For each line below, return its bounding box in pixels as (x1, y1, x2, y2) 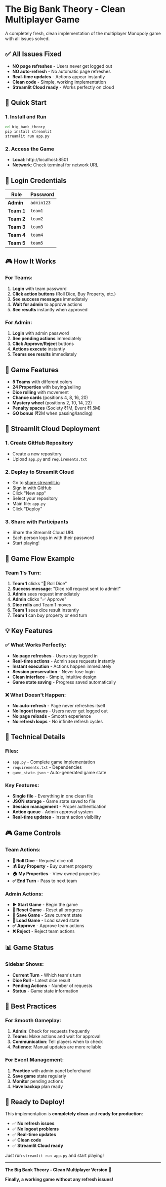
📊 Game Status (5, 943, 54, 952)
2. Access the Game (5, 145, 54, 152)
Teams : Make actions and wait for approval (12, 1034, 101, 1039)
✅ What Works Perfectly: (5, 642, 67, 648)
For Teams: (5, 274, 33, 281)
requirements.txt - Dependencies (12, 764, 82, 770)
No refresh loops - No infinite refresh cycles (12, 718, 103, 724)
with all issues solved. (5, 36, 50, 42)
